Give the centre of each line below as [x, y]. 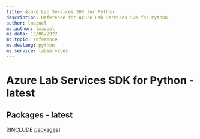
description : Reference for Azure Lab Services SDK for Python [87, 17]
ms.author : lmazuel [31, 28]
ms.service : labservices [37, 51]
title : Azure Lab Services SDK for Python [60, 12]
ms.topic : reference [32, 40]
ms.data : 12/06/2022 [32, 34]
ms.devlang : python [31, 46]
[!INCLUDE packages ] [33, 129]
